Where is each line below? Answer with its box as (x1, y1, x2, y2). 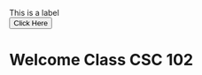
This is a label (9, 8, 59, 18)
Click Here (13, 19, 49, 27)
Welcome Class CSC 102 (9, 50, 193, 70)
